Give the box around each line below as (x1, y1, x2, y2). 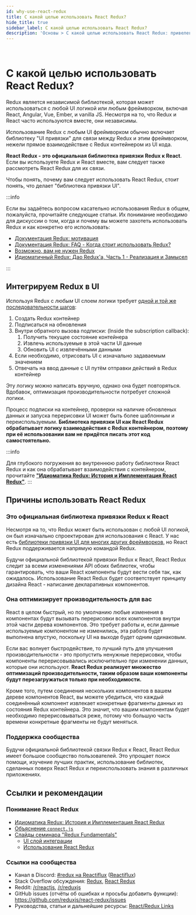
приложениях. (6, 771, 42, 778)
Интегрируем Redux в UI (6, 282, 100, 292)
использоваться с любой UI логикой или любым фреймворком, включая (6, 105, 188, 112)
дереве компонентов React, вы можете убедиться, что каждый (6, 693, 164, 700)
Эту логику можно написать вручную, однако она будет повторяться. (6, 382, 181, 389)
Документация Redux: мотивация (14, 235, 99, 242)
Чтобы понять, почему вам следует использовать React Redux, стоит (6, 176, 179, 183)
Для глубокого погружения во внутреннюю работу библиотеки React (6, 460, 180, 467)
